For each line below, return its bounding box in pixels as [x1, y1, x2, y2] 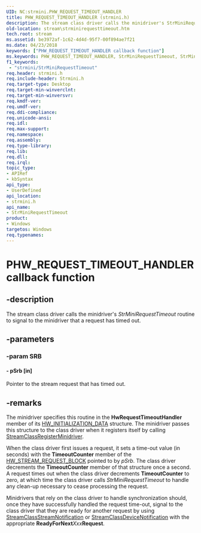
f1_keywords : [6, 59, 39, 65]
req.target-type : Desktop [6, 82, 71, 88]
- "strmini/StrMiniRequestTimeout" [8, 64, 98, 71]
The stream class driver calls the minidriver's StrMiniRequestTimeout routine [6, 310, 195, 318]
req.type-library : [6, 142, 52, 149]
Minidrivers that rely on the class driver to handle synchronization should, [6, 494, 187, 501]
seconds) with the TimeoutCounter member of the [6, 451, 132, 458]
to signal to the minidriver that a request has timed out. [6, 316, 141, 324]
